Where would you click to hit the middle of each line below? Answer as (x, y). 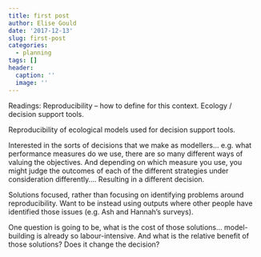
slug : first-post (37, 38)
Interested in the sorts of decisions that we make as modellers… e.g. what (130, 145)
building (22, 235)
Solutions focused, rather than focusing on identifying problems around (126, 195)
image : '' (32, 82)
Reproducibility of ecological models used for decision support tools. (122, 130)
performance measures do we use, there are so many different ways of (126, 154)
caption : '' (36, 75)
